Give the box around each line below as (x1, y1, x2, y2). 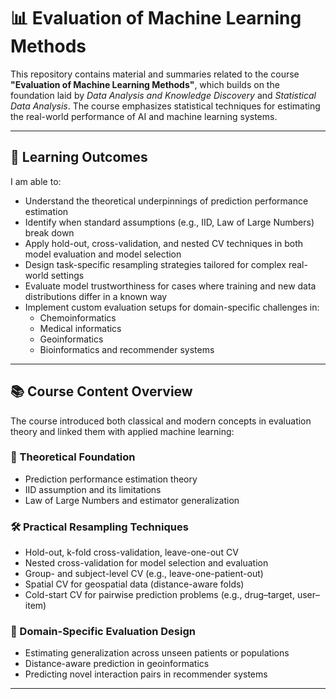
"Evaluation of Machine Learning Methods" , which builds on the (10, 78, 280, 90)
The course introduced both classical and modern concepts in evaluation (10, 415, 312, 427)
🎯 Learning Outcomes (10, 149, 148, 166)
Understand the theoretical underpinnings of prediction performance (24, 195, 309, 207)
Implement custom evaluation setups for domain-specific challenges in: (24, 301, 320, 313)
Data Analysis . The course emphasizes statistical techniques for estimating (10, 100, 321, 112)
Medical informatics (39, 322, 122, 334)
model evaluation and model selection (24, 248, 182, 260)
